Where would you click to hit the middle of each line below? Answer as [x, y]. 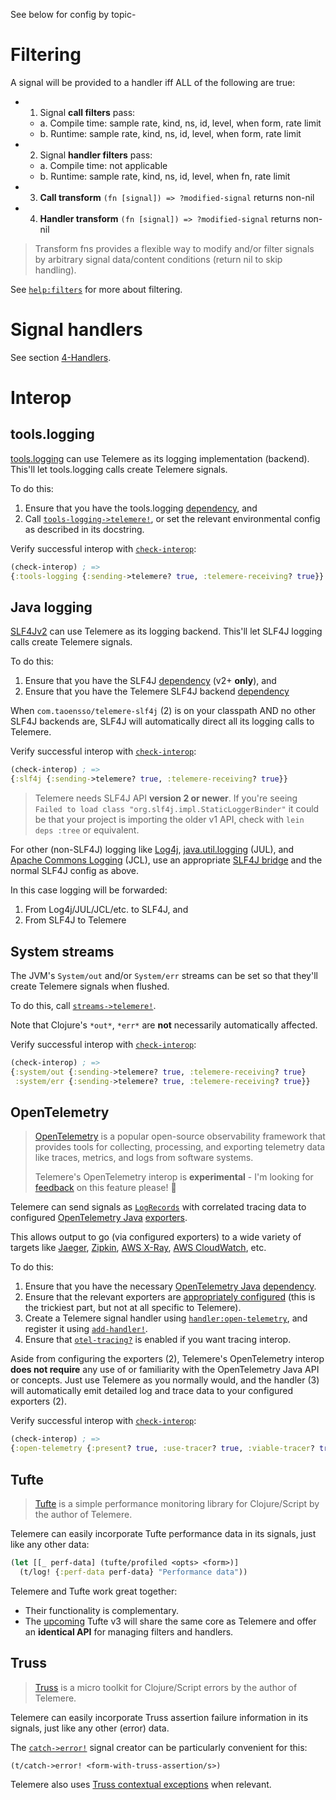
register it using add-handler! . [86, 1329]
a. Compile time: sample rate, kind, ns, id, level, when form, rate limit [180, 123]
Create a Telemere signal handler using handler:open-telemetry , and [166, 1318]
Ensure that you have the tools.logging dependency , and [141, 508]
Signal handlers [76, 330]
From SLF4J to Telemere [75, 920]
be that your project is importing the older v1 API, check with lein [169, 820]
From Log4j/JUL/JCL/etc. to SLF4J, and [106, 910]
